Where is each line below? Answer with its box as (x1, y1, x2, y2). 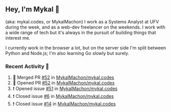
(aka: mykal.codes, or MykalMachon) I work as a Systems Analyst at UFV (5, 18, 159, 24)
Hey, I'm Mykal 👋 (5, 5, 60, 14)
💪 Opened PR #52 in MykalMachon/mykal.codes (12, 80, 115, 86)
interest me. (5, 35, 31, 41)
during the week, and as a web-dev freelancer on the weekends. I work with (5, 24, 166, 30)
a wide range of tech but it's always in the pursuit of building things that (5, 29, 157, 36)
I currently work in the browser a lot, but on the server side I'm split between (5, 44, 166, 51)
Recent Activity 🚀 (5, 63, 50, 70)
